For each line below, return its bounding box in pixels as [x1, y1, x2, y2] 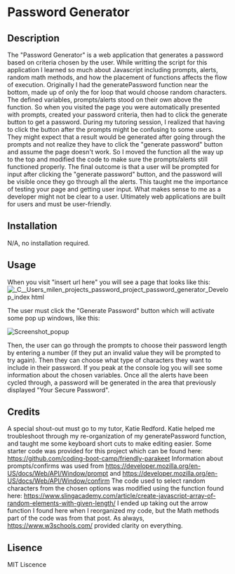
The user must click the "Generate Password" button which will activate [7, 306, 215, 314]
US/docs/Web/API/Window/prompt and [7, 469, 121, 478]
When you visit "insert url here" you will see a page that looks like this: [7, 278, 210, 286]
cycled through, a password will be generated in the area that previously [7, 378, 216, 387]
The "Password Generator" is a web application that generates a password [7, 51, 223, 59]
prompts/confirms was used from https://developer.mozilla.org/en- [7, 462, 201, 470]
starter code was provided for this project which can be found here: [7, 447, 203, 455]
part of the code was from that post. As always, [7, 514, 145, 523]
